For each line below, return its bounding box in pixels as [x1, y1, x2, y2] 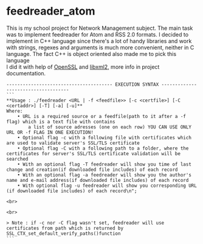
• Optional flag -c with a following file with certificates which [17, 134, 191, 141]
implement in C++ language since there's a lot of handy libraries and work [6, 37, 192, 44]
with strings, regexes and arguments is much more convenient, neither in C [6, 44, 194, 51]
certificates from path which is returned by [6, 225, 123, 231]
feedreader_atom [6, 4, 95, 18]
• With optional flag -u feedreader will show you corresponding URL [17, 183, 198, 189]
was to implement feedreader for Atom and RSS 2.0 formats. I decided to [6, 30, 189, 38]
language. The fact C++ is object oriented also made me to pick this [6, 50, 177, 57]
